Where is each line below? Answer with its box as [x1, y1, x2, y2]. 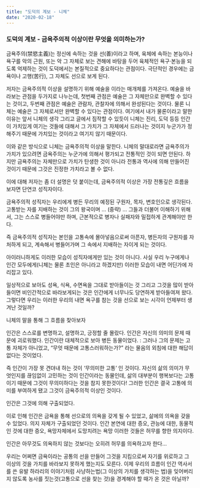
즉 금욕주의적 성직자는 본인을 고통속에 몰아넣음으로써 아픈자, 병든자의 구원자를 [6, 233, 188, 240]
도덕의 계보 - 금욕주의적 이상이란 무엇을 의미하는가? [6, 35, 145, 44]
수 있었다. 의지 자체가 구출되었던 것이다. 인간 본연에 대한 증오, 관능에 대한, [6, 420, 178, 427]
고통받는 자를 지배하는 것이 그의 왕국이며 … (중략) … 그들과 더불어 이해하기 [6, 205, 180, 213]
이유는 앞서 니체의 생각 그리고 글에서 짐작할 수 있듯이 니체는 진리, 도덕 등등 [6, 115, 180, 122]
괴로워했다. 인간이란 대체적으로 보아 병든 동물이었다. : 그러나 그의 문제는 [17, 337, 184, 344]
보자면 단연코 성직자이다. [6, 185, 64, 192]
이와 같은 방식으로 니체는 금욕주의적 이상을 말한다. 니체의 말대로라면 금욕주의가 [6, 143, 190, 150]
